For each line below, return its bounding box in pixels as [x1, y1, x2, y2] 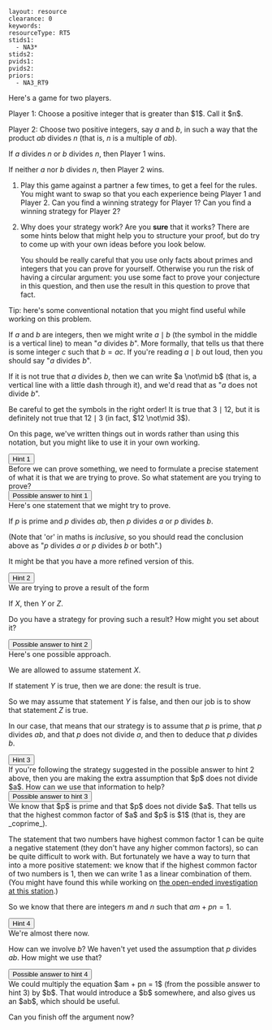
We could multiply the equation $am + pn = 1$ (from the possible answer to [8, 980, 261, 989]
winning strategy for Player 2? [19, 206, 121, 215]
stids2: [8, 50, 35, 59]
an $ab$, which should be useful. [8, 997, 120, 1006]
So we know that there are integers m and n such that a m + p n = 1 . [8, 902, 231, 911]
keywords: [8, 22, 42, 30]
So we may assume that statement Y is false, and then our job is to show [8, 697, 252, 706]
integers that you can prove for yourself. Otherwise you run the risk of [19, 264, 254, 273]
